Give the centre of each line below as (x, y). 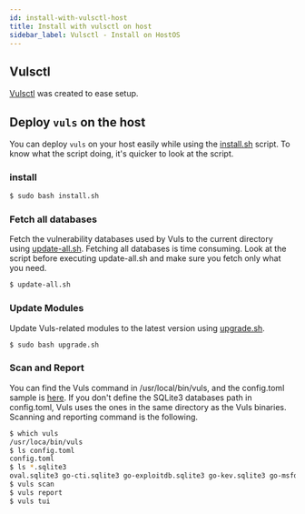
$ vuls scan (32, 484)
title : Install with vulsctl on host (81, 26)
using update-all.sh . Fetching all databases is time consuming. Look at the (148, 249)
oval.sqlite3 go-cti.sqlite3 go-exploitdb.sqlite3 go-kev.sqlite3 (138, 476)
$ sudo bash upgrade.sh (54, 345)
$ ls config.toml (42, 450)
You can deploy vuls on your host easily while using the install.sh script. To (150, 144)
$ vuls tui (30, 501)
